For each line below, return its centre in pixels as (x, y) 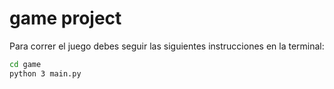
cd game (25, 64)
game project (65, 18)
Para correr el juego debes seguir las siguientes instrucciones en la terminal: (167, 46)
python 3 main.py (45, 73)
